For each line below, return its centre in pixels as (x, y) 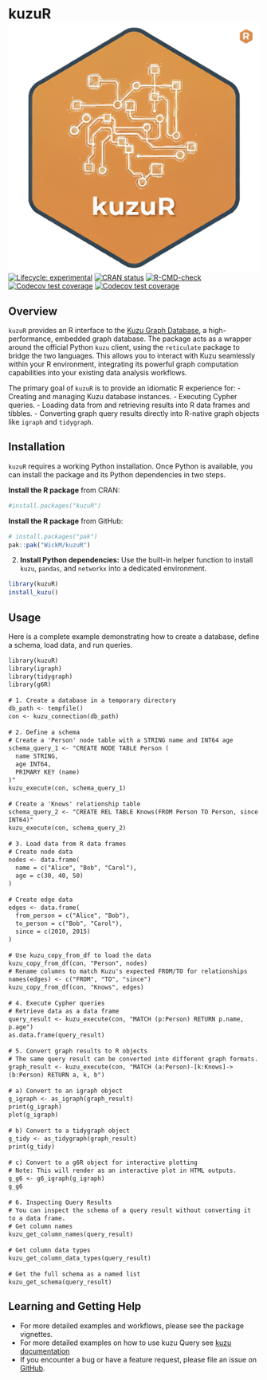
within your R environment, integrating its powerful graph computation (124, 364)
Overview (33, 311)
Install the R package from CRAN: (64, 490)
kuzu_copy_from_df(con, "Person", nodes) (78, 963)
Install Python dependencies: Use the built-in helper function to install (136, 560)
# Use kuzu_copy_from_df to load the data (80, 955)
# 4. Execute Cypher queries (57, 1003)
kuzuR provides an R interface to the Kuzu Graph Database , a (108, 330)
